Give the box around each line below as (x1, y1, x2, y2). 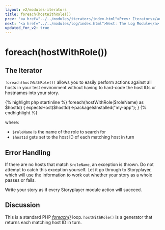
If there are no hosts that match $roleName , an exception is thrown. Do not (5, 161, 154, 167)
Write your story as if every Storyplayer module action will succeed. (5, 187, 142, 193)
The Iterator (5, 66, 43, 74)
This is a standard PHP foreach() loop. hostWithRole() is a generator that (5, 214, 153, 220)
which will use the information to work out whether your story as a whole (5, 172, 153, 178)
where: (5, 119, 20, 126)
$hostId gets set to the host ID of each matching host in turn (12, 134, 135, 140)
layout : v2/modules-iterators (5, 7, 67, 12)
